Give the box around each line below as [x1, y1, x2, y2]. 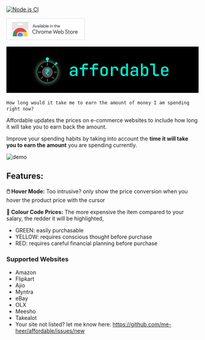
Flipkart [15, 275, 35, 283]
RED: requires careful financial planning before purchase [15, 239, 157, 247]
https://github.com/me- [112, 321, 172, 328]
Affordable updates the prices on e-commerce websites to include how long [6, 116, 198, 124]
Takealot [15, 314, 37, 322]
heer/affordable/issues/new [15, 327, 85, 334]
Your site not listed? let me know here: [15, 321, 112, 328]
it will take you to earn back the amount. [6, 123, 107, 130]
